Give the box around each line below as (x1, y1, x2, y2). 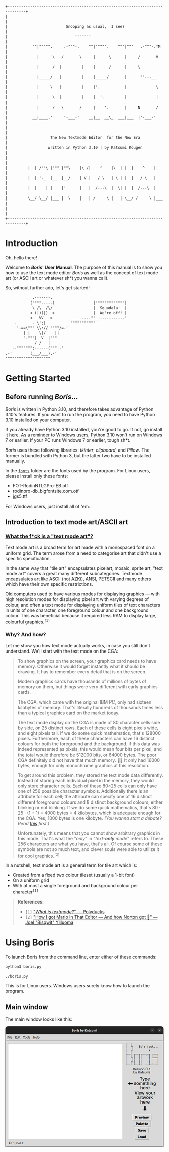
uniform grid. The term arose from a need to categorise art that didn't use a (5, 549, 161, 556)
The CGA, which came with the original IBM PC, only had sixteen (17, 698, 152, 705)
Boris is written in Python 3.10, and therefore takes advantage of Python (5, 406, 154, 412)
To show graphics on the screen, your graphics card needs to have (17, 658, 157, 664)
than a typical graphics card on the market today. (17, 710, 120, 716)
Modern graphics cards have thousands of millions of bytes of (17, 678, 147, 684)
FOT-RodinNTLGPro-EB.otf (12, 482, 69, 488)
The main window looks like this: (5, 1016, 73, 1022)
